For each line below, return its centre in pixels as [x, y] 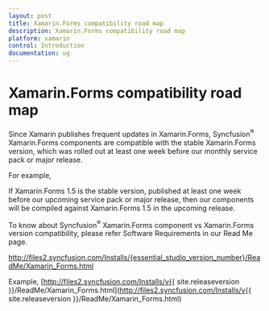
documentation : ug [39, 53]
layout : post [30, 16]
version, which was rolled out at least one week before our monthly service [133, 151]
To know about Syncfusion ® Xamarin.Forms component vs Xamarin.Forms [131, 224]
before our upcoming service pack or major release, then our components [131, 199]
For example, [30, 175]
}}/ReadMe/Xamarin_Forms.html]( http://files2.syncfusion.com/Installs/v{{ [130, 290]
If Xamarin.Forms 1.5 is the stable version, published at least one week [125, 191]
